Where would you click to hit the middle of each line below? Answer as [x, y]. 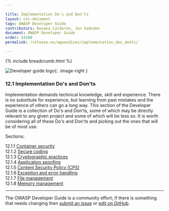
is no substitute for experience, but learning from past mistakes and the [79, 100]
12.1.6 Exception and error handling [41, 173]
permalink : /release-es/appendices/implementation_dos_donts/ [72, 42]
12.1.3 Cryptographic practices [37, 157]
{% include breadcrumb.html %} [39, 61]
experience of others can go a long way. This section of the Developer [78, 105]
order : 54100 [19, 38]
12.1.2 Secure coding [27, 152]
